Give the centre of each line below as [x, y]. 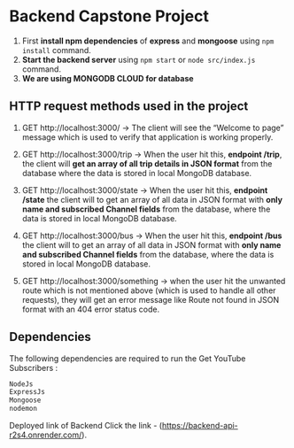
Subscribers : [34, 367]
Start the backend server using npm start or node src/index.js [139, 59]
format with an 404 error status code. [91, 309]
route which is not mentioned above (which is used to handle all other [149, 290]
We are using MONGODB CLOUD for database [108, 78]
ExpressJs [27, 392]
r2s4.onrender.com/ [46, 435]
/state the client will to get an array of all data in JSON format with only [152, 199]
